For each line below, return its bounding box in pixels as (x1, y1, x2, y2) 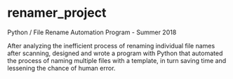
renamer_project (7, 5, 107, 21)
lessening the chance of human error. (7, 64, 116, 72)
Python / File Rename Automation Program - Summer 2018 (7, 28, 177, 36)
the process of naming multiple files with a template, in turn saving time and (7, 56, 227, 64)
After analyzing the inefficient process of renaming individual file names (7, 41, 215, 50)
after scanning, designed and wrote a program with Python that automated (7, 49, 223, 57)
